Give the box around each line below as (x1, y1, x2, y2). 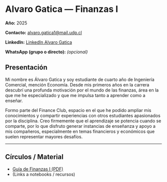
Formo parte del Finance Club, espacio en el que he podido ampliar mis (5, 107, 152, 113)
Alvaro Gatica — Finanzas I (5, 3, 118, 15)
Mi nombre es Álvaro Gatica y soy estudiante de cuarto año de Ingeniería (5, 76, 155, 83)
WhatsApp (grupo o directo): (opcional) (5, 49, 88, 55)
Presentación (5, 63, 48, 72)
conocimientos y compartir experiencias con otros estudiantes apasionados (5, 112, 161, 118)
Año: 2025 (5, 20, 27, 26)
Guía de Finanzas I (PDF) (12, 166, 64, 172)
